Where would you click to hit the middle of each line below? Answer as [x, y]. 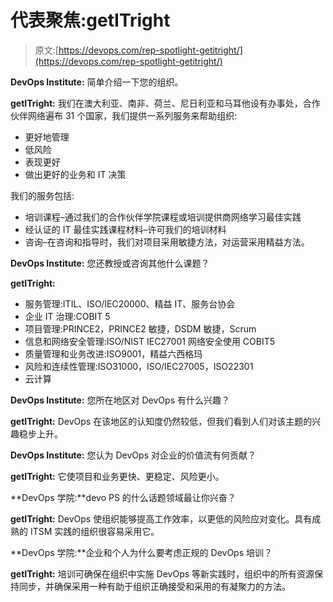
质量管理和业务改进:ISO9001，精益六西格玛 [113, 353]
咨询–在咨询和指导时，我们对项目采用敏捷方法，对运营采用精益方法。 [167, 242]
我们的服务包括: [42, 195]
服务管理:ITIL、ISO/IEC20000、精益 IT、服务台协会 [130, 303]
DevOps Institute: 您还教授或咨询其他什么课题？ [110, 263]
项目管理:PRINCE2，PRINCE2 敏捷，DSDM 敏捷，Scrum [140, 328]
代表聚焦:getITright [90, 20]
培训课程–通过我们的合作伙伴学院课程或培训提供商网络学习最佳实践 [163, 217]
